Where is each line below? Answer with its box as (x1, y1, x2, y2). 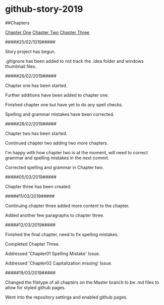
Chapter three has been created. (5, 183, 72, 189)
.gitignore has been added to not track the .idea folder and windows (5, 58, 144, 64)
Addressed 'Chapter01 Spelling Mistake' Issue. (5, 251, 101, 257)
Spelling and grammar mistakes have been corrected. (5, 111, 115, 117)
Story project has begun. (5, 48, 56, 54)
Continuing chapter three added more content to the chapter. (5, 203, 130, 209)
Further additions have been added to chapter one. (5, 92, 109, 98)
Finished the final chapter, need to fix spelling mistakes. (5, 231, 119, 237)
